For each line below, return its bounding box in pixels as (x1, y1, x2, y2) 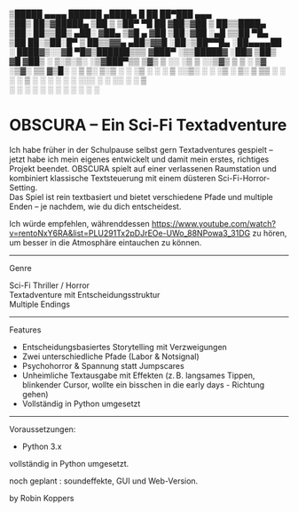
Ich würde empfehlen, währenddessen (9, 218, 151, 228)
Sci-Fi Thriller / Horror (9, 280, 90, 291)
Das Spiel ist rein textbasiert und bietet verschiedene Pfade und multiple (9, 191, 273, 202)
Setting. (9, 182, 38, 193)
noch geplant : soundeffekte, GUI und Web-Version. (9, 476, 199, 486)
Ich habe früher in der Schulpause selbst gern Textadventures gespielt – (9, 144, 273, 155)
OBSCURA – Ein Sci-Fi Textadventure (9, 116, 287, 135)
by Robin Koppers (9, 492, 74, 503)
